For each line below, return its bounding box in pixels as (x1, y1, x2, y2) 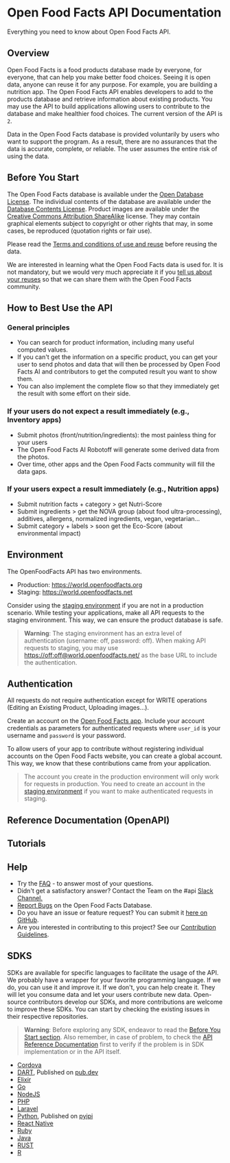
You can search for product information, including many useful (16, 338, 194, 347)
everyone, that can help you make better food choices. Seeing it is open (7, 73, 211, 81)
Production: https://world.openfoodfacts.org (16, 580, 143, 588)
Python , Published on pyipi (16, 1112, 93, 1120)
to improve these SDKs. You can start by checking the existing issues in (7, 1004, 210, 1013)
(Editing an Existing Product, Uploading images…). (7, 704, 150, 712)
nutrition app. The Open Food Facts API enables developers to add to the (7, 87, 214, 95)
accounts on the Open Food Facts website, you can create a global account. (7, 752, 223, 760)
